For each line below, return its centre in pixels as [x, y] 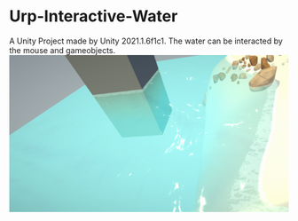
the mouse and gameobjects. [63, 50]
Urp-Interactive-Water [94, 16]
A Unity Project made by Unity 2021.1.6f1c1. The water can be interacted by [146, 41]
